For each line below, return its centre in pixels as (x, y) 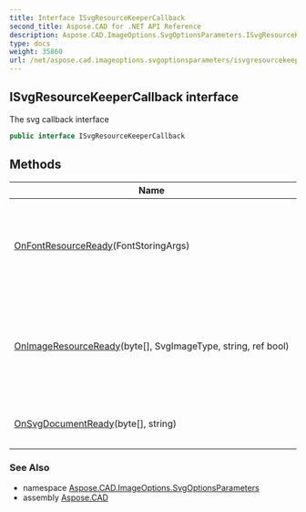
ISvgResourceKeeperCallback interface (124, 97)
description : (34, 35)
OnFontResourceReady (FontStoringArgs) (102, 246)
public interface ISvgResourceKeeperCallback (97, 136)
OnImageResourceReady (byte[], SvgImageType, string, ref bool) (152, 346)
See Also (30, 468)
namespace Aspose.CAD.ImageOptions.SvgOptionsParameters (141, 487)
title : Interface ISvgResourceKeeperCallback (97, 18)
